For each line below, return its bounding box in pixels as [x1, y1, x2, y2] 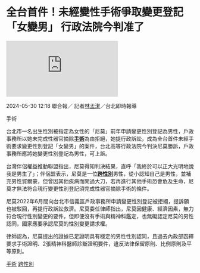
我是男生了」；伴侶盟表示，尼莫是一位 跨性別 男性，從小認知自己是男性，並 [6, 170, 186, 177]
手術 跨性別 [6, 260, 34, 267]
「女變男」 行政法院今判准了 [6, 20, 145, 34]
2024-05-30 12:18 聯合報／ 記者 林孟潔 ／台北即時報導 [6, 102, 137, 109]
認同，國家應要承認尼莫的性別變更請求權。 [6, 220, 111, 227]
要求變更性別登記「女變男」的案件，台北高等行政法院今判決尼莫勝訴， [11, 142, 183, 150]
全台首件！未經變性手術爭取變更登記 [6, 5, 184, 19]
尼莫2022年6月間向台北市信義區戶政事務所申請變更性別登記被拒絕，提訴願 [6, 197, 189, 204]
